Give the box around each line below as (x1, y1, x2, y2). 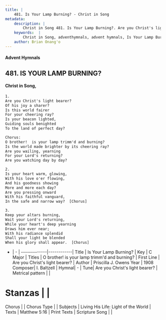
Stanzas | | (5, 287, 50, 299)
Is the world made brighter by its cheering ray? (5, 144, 110, 149)
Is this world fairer (5, 107, 50, 113)
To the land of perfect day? (5, 126, 65, 131)
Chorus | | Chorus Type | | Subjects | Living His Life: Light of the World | (5, 304, 151, 310)
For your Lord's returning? (5, 153, 63, 158)
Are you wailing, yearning (5, 149, 61, 154)
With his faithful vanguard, (5, 194, 65, 199)
